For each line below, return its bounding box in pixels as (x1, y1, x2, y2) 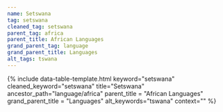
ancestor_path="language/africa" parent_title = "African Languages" (7, 89, 204, 97)
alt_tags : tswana (7, 56, 58, 63)
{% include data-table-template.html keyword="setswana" (7, 74, 175, 83)
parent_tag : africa (7, 29, 64, 37)
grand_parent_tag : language (7, 42, 89, 49)
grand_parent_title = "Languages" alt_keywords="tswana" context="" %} (7, 97, 217, 105)
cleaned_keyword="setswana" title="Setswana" (7, 81, 144, 90)
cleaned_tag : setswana (7, 23, 73, 30)
